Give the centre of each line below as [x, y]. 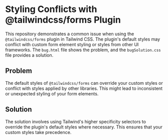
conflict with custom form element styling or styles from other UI [72, 44]
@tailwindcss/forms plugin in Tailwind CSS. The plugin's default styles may [83, 39]
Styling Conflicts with [51, 9]
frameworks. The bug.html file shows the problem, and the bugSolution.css [83, 50]
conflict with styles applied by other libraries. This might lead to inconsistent [84, 88]
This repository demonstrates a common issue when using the [70, 34]
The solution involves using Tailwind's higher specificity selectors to [76, 121]
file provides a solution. [29, 55]
